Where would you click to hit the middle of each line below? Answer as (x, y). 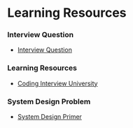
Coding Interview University (57, 83)
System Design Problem (49, 101)
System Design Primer (50, 117)
